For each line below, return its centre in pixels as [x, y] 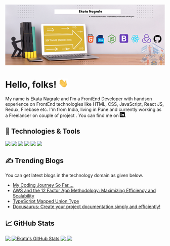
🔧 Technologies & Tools [43, 131]
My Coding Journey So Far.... [43, 185]
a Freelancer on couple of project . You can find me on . [66, 115]
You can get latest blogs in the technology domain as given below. [74, 175]
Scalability [23, 196]
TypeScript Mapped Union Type [46, 201]
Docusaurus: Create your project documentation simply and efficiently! [87, 207]
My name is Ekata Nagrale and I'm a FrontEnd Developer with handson [79, 99]
